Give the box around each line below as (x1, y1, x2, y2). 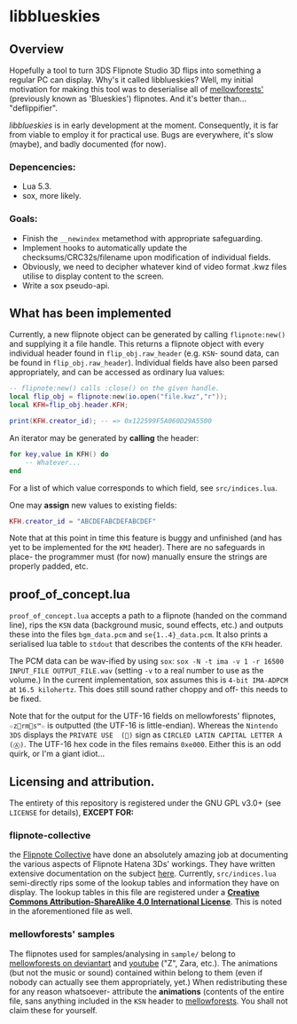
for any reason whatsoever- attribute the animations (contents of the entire (9, 986, 285, 996)
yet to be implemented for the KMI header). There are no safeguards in (9, 542, 266, 553)
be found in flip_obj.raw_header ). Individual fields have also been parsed (9, 358, 278, 368)
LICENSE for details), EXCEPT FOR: (9, 807, 135, 818)
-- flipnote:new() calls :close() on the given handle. (9, 384, 220, 393)
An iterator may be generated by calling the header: (9, 432, 199, 443)
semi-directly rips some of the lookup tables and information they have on (9, 878, 280, 888)
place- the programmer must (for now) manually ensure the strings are (9, 552, 268, 563)
